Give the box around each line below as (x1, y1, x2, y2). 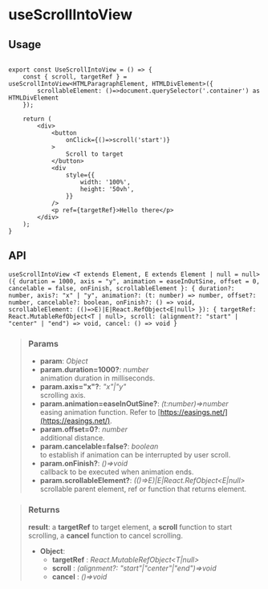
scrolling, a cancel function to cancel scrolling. (27, 531, 183, 541)
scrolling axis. (39, 391, 86, 400)
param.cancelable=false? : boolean (39, 441, 159, 451)
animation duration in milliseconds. (39, 373, 156, 383)
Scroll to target (65, 150, 124, 158)
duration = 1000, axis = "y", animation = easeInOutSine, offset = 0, (18, 277, 261, 286)
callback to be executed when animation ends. (39, 467, 194, 477)
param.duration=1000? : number (39, 365, 149, 375)
